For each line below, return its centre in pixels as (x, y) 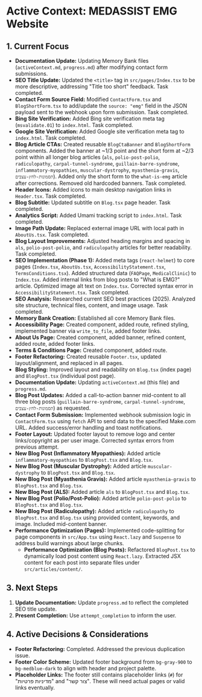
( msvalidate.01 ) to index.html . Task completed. (74, 125)
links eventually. (35, 687)
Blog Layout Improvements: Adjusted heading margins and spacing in (103, 241)
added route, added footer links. (55, 344)
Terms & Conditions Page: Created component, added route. (91, 350)
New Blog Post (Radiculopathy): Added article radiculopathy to (95, 511)
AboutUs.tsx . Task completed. (52, 235)
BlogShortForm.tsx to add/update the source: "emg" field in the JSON (101, 106)
